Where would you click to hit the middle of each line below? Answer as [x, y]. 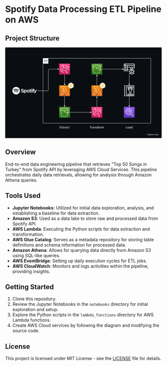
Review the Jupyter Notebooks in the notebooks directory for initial [80, 304]
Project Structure [32, 38]
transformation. [28, 234]
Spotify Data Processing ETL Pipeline [83, 9]
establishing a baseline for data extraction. [56, 213]
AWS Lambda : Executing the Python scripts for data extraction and [81, 229]
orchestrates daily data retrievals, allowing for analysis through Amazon [79, 175]
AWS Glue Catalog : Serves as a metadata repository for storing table [83, 239]
